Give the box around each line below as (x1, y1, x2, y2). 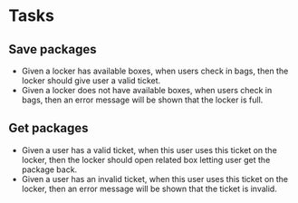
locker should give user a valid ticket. (21, 75, 161, 86)
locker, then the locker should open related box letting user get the (21, 154, 271, 165)
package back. (21, 164, 78, 175)
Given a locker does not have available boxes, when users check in (21, 85, 273, 95)
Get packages (8, 121, 89, 136)
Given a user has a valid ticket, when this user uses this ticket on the (21, 144, 277, 155)
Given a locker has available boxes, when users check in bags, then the (21, 65, 289, 76)
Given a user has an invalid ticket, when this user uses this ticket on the (21, 173, 289, 184)
